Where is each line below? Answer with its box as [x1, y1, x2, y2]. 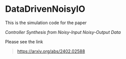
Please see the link [5, 38, 43, 45]
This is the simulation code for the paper [5, 20, 87, 26]
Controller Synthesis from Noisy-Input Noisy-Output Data [5, 29, 121, 35]
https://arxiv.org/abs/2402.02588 [17, 48, 85, 54]
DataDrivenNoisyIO [5, 3, 85, 15]
